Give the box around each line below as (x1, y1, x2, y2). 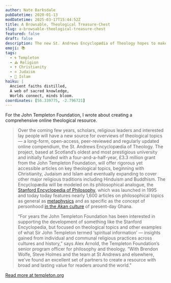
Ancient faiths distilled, (10, 83, 67, 89)
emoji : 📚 (5, 46, 25, 51)
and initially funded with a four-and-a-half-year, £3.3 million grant (17, 155, 156, 161)
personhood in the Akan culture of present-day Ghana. (17, 203, 133, 210)
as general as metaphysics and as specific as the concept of (17, 198, 145, 204)
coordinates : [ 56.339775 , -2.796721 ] (5, 98, 85, 103)
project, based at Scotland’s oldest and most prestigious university (17, 149, 158, 155)
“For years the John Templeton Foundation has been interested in (17, 213, 155, 220)
